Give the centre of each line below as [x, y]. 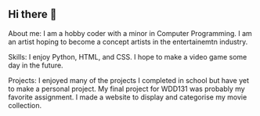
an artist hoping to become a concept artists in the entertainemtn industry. [128, 42]
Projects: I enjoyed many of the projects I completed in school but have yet [128, 80]
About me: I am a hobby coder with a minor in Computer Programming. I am [130, 33]
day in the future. [36, 65]
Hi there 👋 [32, 14]
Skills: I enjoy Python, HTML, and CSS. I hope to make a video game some [128, 56]
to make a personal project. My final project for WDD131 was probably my [126, 89]
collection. [25, 105]
